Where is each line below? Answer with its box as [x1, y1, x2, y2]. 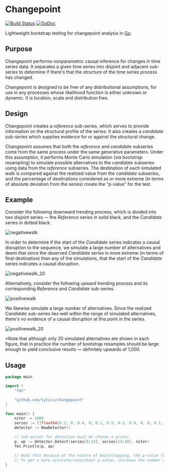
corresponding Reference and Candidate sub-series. [5, 286, 115, 292]
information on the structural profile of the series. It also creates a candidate [5, 128, 163, 134]
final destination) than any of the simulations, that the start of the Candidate [5, 255, 162, 261]
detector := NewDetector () [14, 426, 71, 431]
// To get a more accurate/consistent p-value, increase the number [14, 457, 161, 463]
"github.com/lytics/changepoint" [14, 397, 84, 402]
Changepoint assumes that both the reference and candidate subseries [5, 143, 153, 150]
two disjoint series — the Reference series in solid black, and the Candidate [5, 214, 162, 220]
